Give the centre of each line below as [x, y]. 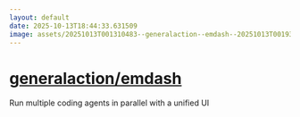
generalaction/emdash [96, 78]
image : [21, 34]
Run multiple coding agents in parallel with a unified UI [109, 103]
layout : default [39, 17]
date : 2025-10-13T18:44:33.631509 [74, 26]
